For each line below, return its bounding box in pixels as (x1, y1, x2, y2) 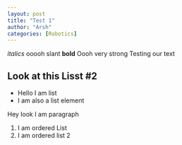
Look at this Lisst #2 (7, 70, 97, 82)
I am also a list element (17, 96, 85, 105)
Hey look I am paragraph (7, 110, 79, 119)
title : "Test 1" (7, 17, 55, 24)
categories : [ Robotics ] (7, 30, 78, 37)
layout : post (7, 10, 46, 18)
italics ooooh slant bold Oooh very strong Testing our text (7, 50, 175, 58)
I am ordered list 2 (17, 132, 71, 140)
